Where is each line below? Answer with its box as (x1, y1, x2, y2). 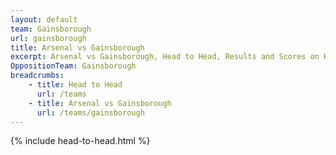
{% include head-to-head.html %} (10, 135, 151, 147)
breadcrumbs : (10, 71, 65, 81)
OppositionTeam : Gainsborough (10, 61, 137, 71)
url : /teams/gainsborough (36, 107, 145, 118)
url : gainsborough (10, 33, 87, 43)
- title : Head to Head (28, 80, 123, 90)
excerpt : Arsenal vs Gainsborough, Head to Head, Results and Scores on (10, 52, 320, 62)
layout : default (10, 14, 78, 25)
